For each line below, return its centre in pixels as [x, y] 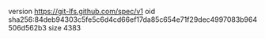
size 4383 [65, 28]
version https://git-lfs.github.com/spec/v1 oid [82, 11]
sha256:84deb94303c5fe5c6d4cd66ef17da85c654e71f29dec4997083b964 [133, 19]
